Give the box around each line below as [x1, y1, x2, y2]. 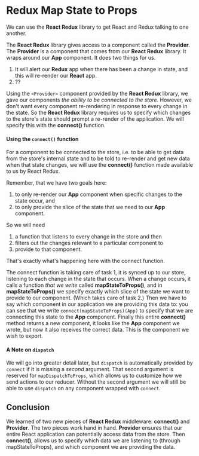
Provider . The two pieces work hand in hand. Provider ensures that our [6, 424, 182, 431]
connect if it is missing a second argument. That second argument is [6, 366, 174, 373]
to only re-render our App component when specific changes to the [14, 191, 182, 198]
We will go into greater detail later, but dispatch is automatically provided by [6, 359, 193, 366]
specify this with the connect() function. [6, 121, 106, 128]
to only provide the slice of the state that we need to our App [14, 204, 166, 211]
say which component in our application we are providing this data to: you [6, 301, 188, 308]
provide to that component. [14, 246, 82, 253]
